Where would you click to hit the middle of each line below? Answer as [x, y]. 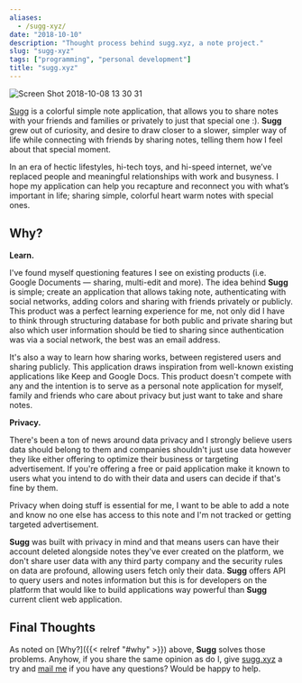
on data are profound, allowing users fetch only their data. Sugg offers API [148, 570]
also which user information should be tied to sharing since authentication [147, 330]
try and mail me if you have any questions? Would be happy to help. [135, 669]
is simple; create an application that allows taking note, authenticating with [148, 291]
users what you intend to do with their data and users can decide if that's [145, 478]
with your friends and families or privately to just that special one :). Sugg [146, 120]
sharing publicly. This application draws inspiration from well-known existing [151, 367]
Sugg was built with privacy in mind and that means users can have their [144, 542]
